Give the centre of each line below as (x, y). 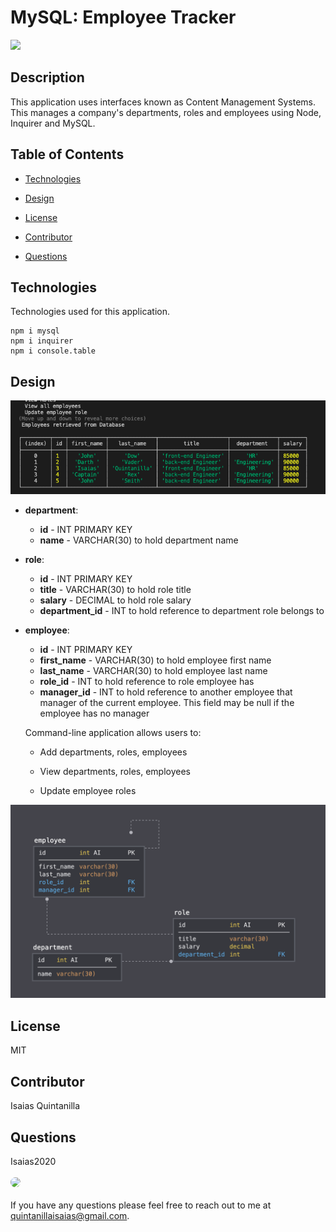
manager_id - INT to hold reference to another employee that (166, 692)
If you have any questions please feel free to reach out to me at (141, 1205)
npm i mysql (35, 331)
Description (47, 77)
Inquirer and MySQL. (53, 123)
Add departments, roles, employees (113, 752)
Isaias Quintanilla (45, 1106)
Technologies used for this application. (90, 312)
